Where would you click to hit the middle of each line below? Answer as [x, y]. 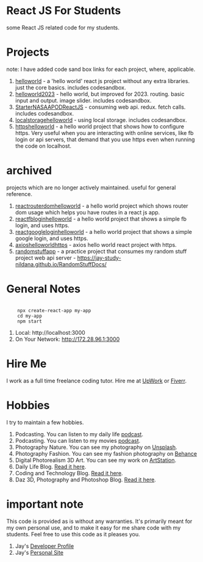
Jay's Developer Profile [45, 546]
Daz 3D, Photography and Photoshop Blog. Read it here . [86, 480]
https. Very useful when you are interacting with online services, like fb [104, 133]
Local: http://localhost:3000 [50, 332]
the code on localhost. [43, 146]
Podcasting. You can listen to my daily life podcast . [79, 434]
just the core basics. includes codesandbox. [70, 87]
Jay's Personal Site [39, 552]
